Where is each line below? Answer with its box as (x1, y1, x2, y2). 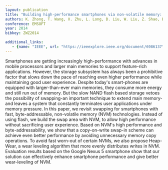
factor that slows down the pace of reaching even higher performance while (5, 73, 162, 80)
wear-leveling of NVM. (5, 158, 51, 165)
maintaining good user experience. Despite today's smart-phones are (5, 79, 148, 85)
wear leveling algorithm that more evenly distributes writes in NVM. (21, 143, 160, 149)
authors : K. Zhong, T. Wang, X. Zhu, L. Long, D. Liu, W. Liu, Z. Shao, (5, 16, 160, 21)
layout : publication (5, 7, 48, 12)
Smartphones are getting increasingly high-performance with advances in (5, 58, 157, 64)
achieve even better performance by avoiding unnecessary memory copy (5, 132, 156, 138)
